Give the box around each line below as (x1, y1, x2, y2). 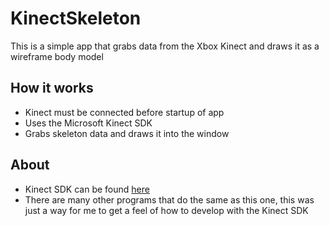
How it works (10, 80, 94, 97)
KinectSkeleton (10, 7, 142, 30)
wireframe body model (10, 50, 104, 62)
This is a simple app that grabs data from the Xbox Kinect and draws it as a (10, 40, 320, 52)
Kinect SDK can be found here (24, 183, 150, 195)
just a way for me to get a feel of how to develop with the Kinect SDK (24, 204, 309, 216)
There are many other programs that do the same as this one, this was (24, 193, 315, 206)
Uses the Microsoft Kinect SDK (24, 117, 153, 129)
